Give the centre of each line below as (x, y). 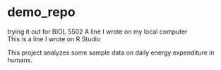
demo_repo (41, 12)
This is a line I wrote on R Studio (54, 38)
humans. (20, 59)
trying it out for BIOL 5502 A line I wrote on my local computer (97, 31)
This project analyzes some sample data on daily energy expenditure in (111, 52)
